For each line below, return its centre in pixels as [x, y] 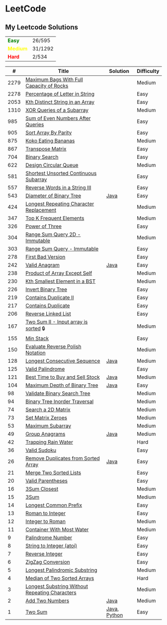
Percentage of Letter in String [60, 94]
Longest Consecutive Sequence [63, 361]
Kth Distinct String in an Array [60, 102]
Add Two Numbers [47, 601]
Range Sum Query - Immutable [62, 249]
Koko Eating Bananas [50, 141]
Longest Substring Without [57, 586]
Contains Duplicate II [50, 298]
